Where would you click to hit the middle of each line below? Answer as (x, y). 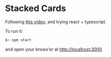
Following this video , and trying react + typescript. (56, 22)
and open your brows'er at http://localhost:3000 (54, 49)
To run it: (14, 31)
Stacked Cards (36, 8)
